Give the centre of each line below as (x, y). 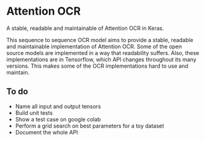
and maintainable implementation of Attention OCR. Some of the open (94, 46)
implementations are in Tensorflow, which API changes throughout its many (102, 59)
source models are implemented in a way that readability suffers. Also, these (103, 52)
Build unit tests (34, 113)
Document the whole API (47, 132)
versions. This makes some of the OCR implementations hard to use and (97, 66)
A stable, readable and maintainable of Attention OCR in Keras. (85, 28)
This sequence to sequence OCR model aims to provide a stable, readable (100, 40)
